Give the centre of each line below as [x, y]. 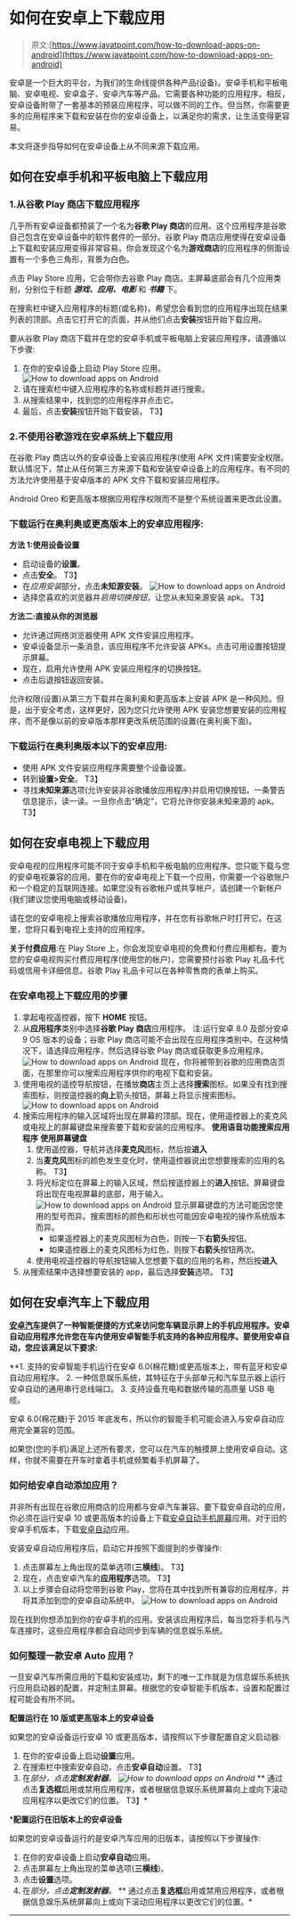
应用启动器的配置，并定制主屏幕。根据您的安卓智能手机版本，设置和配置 [149, 1688]
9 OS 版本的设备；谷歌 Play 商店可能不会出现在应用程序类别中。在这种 [151, 1039]
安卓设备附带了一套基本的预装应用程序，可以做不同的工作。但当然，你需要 [145, 104]
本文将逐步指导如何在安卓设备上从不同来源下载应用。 [107, 146]
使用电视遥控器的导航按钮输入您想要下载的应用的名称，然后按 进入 [156, 1260]
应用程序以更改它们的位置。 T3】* [85, 1800]
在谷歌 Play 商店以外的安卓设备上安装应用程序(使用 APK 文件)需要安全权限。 [149, 457]
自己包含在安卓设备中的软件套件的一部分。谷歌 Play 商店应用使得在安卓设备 [148, 236]
